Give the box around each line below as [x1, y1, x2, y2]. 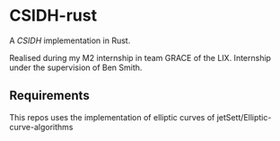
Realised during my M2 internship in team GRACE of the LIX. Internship [9, 52, 272, 63]
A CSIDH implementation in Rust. [9, 35, 131, 46]
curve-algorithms [9, 121, 74, 132]
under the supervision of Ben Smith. [9, 62, 143, 73]
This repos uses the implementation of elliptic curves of [9, 111, 215, 122]
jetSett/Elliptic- [216, 111, 272, 122]
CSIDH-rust [9, 5, 97, 26]
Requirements [9, 88, 90, 103]
